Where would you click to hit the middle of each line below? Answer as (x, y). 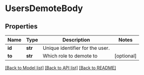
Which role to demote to (70, 56)
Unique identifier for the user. (76, 48)
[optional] (125, 56)
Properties (21, 26)
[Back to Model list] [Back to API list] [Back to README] (61, 68)
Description (76, 40)
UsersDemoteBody (44, 8)
